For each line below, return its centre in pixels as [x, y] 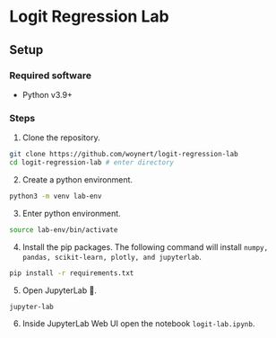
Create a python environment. [77, 179]
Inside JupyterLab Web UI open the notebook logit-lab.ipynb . [138, 324]
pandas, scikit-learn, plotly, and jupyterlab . [112, 256]
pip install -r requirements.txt [72, 273]
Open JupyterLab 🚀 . [59, 290]
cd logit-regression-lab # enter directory [92, 163]
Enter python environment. [71, 213]
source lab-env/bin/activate [64, 230]
